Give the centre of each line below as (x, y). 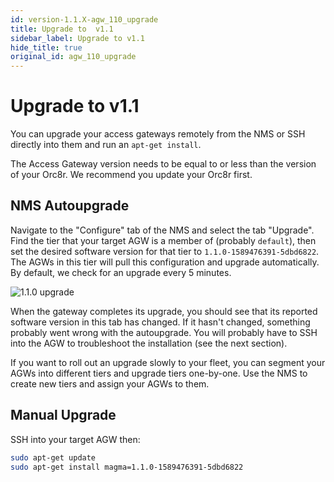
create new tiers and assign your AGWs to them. (110, 383)
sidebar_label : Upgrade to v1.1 (77, 38)
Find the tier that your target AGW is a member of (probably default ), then (163, 240)
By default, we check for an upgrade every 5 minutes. (121, 272)
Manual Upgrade (63, 415)
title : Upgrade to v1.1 (62, 29)
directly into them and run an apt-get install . (106, 145)
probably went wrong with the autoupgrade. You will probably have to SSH (164, 332)
